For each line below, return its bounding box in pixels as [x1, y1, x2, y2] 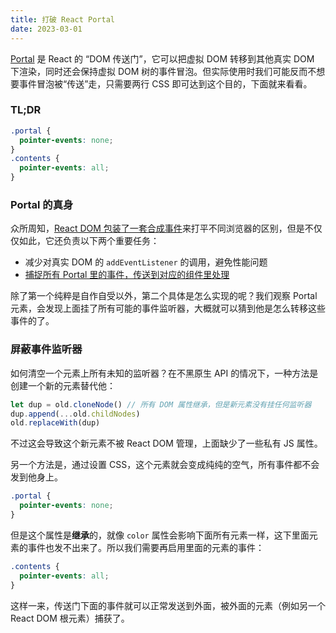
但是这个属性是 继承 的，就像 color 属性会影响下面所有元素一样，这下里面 [10, 529, 310, 541]
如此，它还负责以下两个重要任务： [18, 235, 160, 247]
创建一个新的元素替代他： [10, 379, 116, 391]
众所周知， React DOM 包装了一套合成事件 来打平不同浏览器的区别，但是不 [10, 222, 314, 235]
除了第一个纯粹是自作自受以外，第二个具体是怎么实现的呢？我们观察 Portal [10, 290, 318, 302]
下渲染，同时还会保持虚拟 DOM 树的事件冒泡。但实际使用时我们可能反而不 [10, 65, 317, 77]
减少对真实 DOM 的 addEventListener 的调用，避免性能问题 [24, 256, 268, 268]
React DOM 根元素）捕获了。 [10, 612, 130, 624]
